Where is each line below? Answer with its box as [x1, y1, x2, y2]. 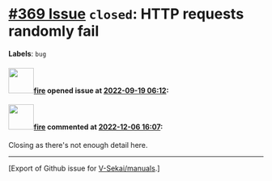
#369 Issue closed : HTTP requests [8, 5, 244, 23]
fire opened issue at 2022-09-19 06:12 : [33, 86, 169, 95]
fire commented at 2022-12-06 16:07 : [33, 122, 164, 132]
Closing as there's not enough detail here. [8, 140, 148, 149]
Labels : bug [8, 48, 47, 58]
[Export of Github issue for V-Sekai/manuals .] [8, 163, 160, 173]
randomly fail [8, 22, 100, 40]
